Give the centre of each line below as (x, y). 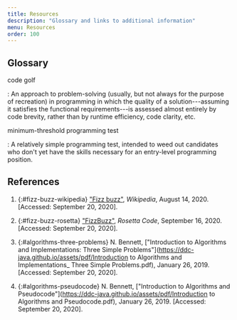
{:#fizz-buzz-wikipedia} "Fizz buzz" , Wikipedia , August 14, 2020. (113, 199)
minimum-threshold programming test (63, 131)
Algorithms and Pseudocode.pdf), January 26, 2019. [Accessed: (112, 301)
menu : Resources (31, 27)
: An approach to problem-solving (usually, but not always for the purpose (116, 94)
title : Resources (33, 14)
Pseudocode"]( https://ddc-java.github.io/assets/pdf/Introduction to (116, 294)
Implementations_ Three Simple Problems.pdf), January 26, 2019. (114, 264)
